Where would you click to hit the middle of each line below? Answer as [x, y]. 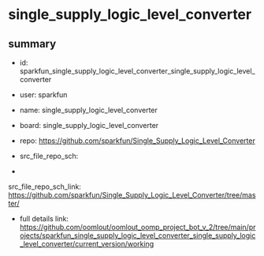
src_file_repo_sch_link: [45, 186]
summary [32, 44]
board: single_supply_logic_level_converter [89, 125]
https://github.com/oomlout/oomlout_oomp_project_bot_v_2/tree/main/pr [138, 227]
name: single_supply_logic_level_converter [88, 110]
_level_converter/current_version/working [87, 244]
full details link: [44, 218]
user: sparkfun [43, 95]
